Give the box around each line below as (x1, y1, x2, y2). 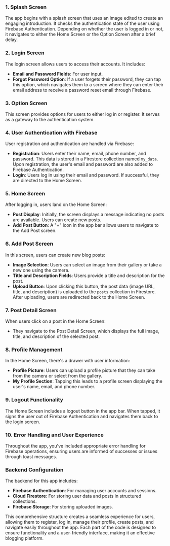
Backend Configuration (5, 466, 64, 473)
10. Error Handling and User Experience (5, 431, 104, 438)
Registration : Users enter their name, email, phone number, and (12, 151, 146, 157)
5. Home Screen (5, 190, 46, 197)
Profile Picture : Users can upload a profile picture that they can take (12, 367, 156, 373)
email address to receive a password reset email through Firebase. (12, 87, 152, 93)
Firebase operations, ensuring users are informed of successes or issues (5, 448, 158, 454)
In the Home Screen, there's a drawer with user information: (5, 358, 131, 364)
